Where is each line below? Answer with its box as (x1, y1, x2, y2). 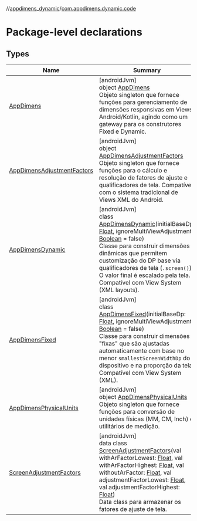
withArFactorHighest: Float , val (98, 461, 184, 469)
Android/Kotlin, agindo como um (98, 113, 188, 121)
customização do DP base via (98, 256, 181, 265)
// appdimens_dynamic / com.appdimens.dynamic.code (6, 5, 137, 12)
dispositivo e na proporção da (98, 361, 181, 369)
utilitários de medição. (98, 422, 160, 430)
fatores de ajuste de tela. (98, 505, 167, 513)
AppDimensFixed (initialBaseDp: (98, 310, 186, 318)
